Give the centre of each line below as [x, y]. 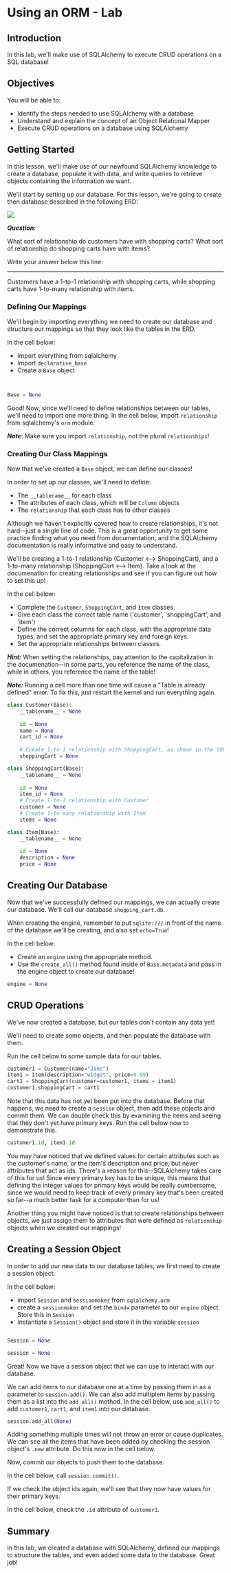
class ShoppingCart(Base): [46, 769]
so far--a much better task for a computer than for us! [83, 1199]
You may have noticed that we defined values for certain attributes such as [113, 1156]
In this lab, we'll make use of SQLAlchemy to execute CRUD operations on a [114, 54]
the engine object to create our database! [76, 971]
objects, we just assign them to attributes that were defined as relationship [114, 1220]
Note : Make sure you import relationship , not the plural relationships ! [108, 436]
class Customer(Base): [40, 705]
